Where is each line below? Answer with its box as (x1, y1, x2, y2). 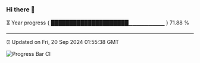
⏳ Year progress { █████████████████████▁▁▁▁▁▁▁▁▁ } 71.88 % (6, 19, 189, 26)
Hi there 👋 (6, 5, 36, 14)
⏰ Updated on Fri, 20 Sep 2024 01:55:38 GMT (6, 39, 119, 46)
